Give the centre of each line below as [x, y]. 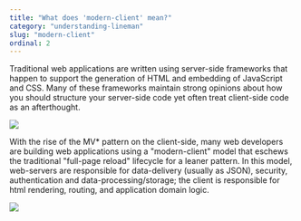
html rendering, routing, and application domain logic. [110, 190]
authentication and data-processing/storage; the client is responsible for [145, 180]
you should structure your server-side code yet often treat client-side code [149, 98]
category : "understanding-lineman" [77, 26]
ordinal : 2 [30, 43]
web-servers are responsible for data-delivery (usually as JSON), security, [149, 171]
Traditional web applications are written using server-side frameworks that [149, 69]
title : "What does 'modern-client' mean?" [91, 18]
